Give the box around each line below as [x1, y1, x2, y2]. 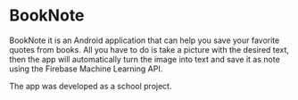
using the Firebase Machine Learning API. [9, 63, 163, 74]
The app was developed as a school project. [9, 80, 172, 91]
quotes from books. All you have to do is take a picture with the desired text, [9, 44, 290, 54]
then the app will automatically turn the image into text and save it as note [9, 54, 281, 64]
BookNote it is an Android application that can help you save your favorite [9, 35, 280, 46]
